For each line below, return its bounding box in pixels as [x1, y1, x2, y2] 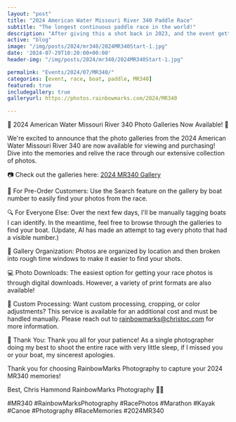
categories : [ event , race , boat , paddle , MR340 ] [7, 75, 152, 82]
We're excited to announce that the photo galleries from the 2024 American [7, 134, 226, 143]
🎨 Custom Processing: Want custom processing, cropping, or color [7, 300, 201, 308]
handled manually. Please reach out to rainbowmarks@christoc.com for [7, 314, 214, 324]
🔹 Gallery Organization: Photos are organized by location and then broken [7, 247, 221, 255]
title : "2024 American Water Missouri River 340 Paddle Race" [7, 17, 193, 24]
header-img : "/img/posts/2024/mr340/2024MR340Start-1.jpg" [7, 56, 184, 63]
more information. [7, 322, 59, 331]
